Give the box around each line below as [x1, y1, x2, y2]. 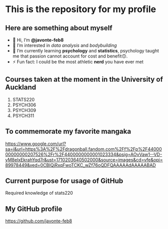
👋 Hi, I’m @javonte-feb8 [12, 37, 64, 43]
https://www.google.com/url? [5, 140, 67, 147]
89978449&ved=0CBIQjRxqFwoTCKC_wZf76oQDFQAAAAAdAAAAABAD [5, 162, 156, 168]
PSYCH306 [12, 102, 36, 108]
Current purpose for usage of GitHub [5, 177, 124, 185]
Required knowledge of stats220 [5, 190, 73, 196]
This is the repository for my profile [5, 4, 156, 15]
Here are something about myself [5, 24, 113, 32]
